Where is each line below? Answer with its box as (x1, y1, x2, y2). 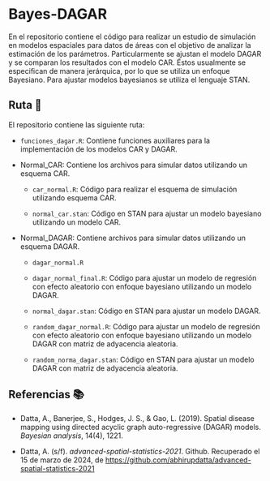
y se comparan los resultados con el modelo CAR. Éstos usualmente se (8, 58, 246, 67)
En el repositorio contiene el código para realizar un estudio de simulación (8, 32, 256, 41)
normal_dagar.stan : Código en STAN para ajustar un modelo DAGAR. (32, 306, 261, 316)
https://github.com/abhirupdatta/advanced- (105, 455, 251, 465)
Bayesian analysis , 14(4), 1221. (19, 431, 123, 440)
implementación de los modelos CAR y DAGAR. (19, 144, 178, 154)
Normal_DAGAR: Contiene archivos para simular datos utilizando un (19, 233, 246, 243)
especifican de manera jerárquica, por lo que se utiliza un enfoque (8, 66, 230, 75)
